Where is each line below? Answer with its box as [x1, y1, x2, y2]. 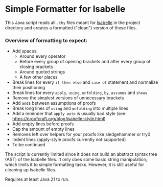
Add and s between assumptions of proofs [12, 100, 96, 106]
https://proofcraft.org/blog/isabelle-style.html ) [12, 116, 106, 122]
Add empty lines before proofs [12, 121, 74, 127]
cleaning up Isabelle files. [5, 167, 56, 173]
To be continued [12, 142, 46, 148]
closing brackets [19, 64, 53, 70]
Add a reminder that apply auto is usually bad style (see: [12, 111, 127, 117]
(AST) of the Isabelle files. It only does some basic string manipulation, [5, 157, 148, 163]
